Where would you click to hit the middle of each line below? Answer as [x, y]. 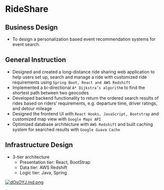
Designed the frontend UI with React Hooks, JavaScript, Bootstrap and [85, 114]
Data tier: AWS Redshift [43, 167]
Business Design [31, 27]
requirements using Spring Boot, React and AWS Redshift [71, 82]
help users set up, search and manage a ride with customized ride [80, 77]
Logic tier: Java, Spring [43, 172]
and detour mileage [32, 108]
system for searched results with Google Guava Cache [66, 129]
